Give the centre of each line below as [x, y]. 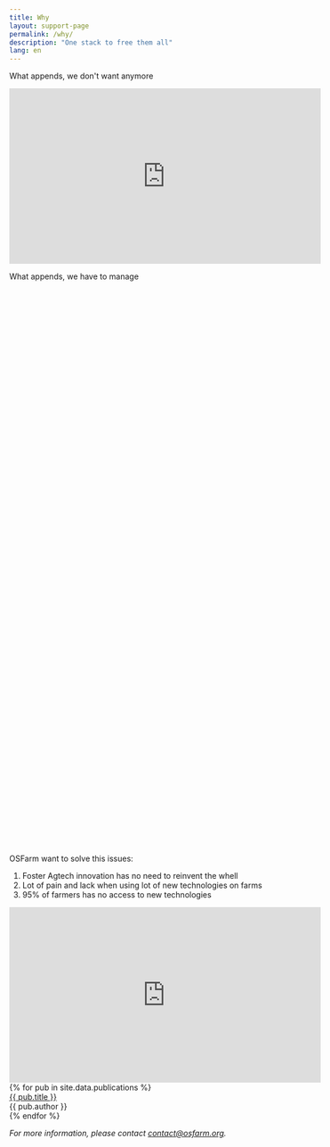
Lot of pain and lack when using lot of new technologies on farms [142, 885]
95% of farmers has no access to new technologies [117, 895]
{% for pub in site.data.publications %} [80, 1087]
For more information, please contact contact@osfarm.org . [118, 1134]
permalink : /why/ [41, 34]
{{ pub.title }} [33, 1097]
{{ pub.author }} [38, 1107]
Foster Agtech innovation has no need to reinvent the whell [130, 876]
